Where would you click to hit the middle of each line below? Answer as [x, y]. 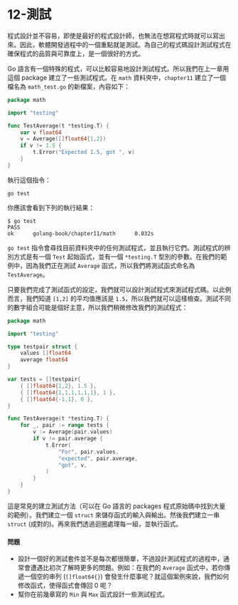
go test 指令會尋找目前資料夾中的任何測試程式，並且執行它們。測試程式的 [116, 247]
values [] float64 [46, 353]
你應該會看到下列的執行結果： [51, 207]
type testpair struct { [43, 346]
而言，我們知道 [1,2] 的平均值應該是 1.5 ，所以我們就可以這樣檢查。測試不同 [119, 298]
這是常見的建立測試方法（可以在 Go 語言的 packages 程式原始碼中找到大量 [117, 506]
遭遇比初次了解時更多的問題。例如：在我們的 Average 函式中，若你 [127, 568]
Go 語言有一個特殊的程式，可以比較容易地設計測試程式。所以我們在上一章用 [118, 68]
